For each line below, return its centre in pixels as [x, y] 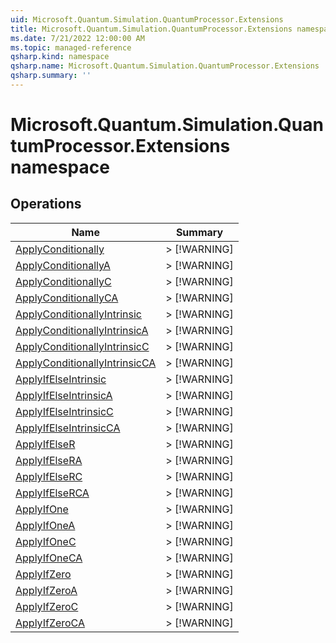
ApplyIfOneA [45, 525]
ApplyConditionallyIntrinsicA [82, 330]
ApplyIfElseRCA [52, 493]
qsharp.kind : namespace [60, 57]
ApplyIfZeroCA [50, 623]
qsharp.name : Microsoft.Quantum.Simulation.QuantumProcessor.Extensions [165, 66]
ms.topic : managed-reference [71, 47]
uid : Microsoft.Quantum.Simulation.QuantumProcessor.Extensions [147, 19]
